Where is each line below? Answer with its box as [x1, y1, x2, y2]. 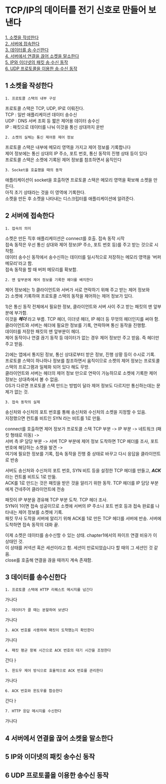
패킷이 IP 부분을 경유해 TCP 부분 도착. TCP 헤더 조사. [5, 496, 108, 503]
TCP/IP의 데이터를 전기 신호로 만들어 [5, 4, 146, 16]
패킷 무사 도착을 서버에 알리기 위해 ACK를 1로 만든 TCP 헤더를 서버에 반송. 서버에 [5, 515, 162, 521]
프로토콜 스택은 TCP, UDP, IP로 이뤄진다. [5, 105, 85, 111]
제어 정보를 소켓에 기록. [18, 509, 63, 515]
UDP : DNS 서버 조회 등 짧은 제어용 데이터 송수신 [5, 117, 100, 123]
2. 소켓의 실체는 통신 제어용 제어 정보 [5, 135, 74, 140]
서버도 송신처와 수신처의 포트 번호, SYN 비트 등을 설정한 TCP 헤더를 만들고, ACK [5, 467, 162, 473]
